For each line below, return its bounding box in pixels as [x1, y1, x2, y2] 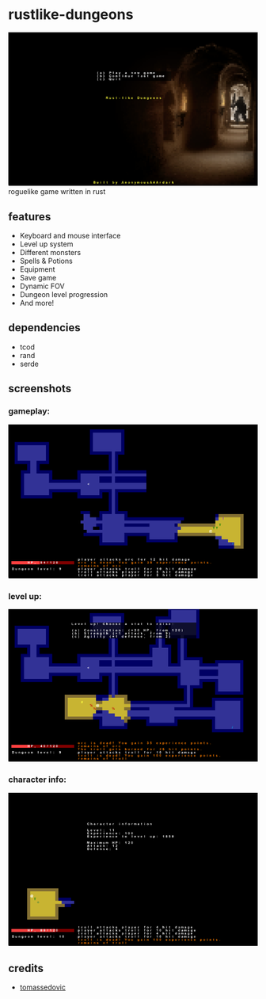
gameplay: [8, 406, 50, 417]
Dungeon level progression [19, 290, 108, 299]
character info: [8, 774, 67, 785]
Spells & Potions [19, 256, 73, 265]
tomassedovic [19, 982, 66, 992]
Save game [19, 273, 57, 282]
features [8, 210, 51, 223]
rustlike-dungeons [8, 6, 134, 24]
